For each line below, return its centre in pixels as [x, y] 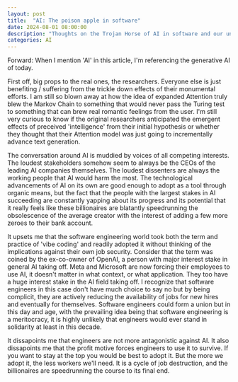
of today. [20, 68]
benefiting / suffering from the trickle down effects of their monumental [112, 89]
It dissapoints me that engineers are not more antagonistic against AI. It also [118, 341]
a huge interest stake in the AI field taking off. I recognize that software [111, 282]
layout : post [27, 14]
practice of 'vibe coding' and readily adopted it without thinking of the [109, 244]
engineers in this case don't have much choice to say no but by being [109, 289]
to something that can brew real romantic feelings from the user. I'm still [112, 112]
